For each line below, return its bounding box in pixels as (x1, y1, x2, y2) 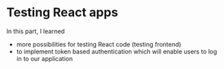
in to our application (16, 54, 73, 62)
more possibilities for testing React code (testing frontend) (16, 40, 182, 48)
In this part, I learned (6, 27, 65, 35)
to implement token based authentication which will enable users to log (16, 47, 217, 55)
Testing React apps (6, 5, 119, 20)
